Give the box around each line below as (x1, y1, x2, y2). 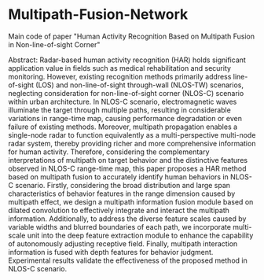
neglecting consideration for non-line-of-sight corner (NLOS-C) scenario (8, 88, 244, 98)
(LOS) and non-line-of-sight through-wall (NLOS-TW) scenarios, (35, 80, 244, 90)
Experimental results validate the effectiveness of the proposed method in (8, 256, 247, 265)
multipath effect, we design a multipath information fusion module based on (8, 197, 254, 206)
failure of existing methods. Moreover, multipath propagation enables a (8, 122, 238, 131)
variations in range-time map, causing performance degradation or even (8, 113, 242, 123)
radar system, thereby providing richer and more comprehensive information (8, 138, 256, 148)
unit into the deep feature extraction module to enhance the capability (27, 230, 254, 240)
